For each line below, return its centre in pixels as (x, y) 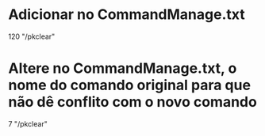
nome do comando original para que (130, 85)
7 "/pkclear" (28, 123)
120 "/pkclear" (32, 36)
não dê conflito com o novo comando (133, 102)
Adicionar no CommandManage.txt (127, 15)
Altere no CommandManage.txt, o (123, 68)
